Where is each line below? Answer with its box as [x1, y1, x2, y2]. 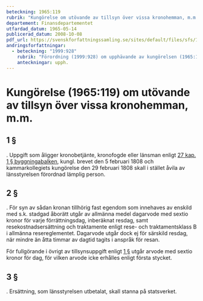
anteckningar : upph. [17, 59, 69, 65]
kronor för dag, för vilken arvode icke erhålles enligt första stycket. [6, 254, 172, 262]
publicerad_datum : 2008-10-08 [6, 31, 83, 37]
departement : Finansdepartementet [6, 20, 94, 26]
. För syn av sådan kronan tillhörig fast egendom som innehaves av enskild [6, 204, 192, 212]
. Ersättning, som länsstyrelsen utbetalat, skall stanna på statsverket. [6, 288, 177, 295]
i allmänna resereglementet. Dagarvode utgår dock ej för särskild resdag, [6, 230, 188, 237]
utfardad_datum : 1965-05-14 [6, 25, 77, 32]
